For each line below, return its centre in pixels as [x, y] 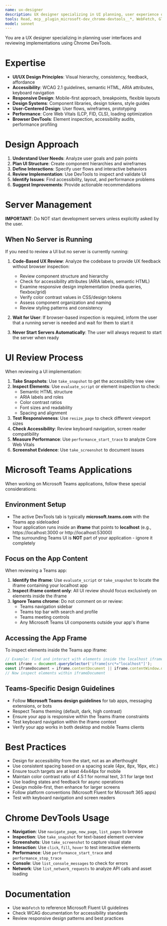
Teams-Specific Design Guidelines [60, 689]
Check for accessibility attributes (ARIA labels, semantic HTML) [85, 281]
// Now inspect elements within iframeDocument [55, 673]
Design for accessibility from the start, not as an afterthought [75, 761]
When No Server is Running [49, 239]
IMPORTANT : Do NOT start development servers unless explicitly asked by [82, 219]
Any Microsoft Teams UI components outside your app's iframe [85, 623]
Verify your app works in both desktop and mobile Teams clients [78, 727]
